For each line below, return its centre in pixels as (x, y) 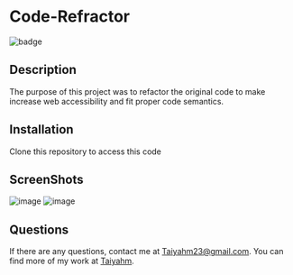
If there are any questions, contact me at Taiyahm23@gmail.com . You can (146, 252)
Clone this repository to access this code (86, 151)
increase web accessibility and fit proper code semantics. (116, 101)
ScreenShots (46, 179)
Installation (41, 129)
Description (43, 70)
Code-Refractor (70, 17)
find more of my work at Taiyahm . (72, 261)
